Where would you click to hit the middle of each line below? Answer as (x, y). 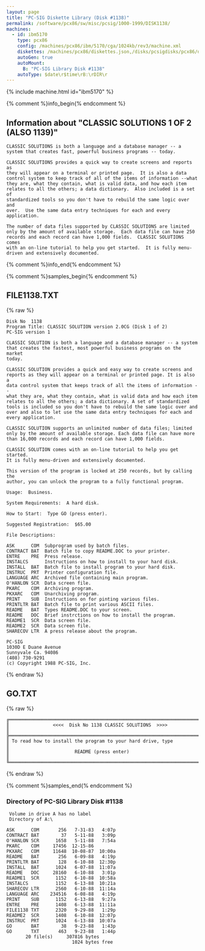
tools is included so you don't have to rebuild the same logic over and (102, 407)
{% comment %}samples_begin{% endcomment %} (72, 277)
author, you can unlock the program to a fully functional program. (95, 482)
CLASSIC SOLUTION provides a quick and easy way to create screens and (99, 369)
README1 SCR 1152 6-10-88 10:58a (61, 878)
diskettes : (31, 52)
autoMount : (31, 63)
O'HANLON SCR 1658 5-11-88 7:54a (61, 841)
